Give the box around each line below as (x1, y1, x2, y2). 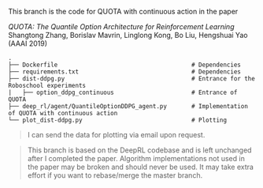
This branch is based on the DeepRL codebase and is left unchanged (27, 145, 252, 155)
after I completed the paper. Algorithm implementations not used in (27, 154, 246, 163)
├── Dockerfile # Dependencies (8, 61, 242, 69)
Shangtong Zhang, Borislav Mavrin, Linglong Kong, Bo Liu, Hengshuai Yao (8, 31, 248, 39)
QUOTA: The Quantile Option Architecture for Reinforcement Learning (8, 22, 235, 31)
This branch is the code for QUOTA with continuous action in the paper (8, 7, 239, 16)
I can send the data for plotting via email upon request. (27, 130, 206, 139)
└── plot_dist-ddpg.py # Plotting (8, 116, 227, 124)
